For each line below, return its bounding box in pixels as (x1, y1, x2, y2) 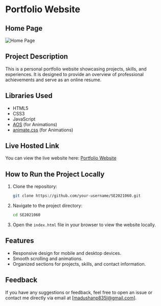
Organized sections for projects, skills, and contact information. (12, 261, 146, 267)
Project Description (5, 52, 68, 61)
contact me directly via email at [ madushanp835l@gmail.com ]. (5, 295, 137, 301)
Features (5, 237, 34, 245)
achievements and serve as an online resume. (5, 77, 102, 83)
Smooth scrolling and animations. (12, 255, 83, 262)
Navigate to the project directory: (12, 203, 83, 209)
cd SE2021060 (12, 213, 41, 218)
